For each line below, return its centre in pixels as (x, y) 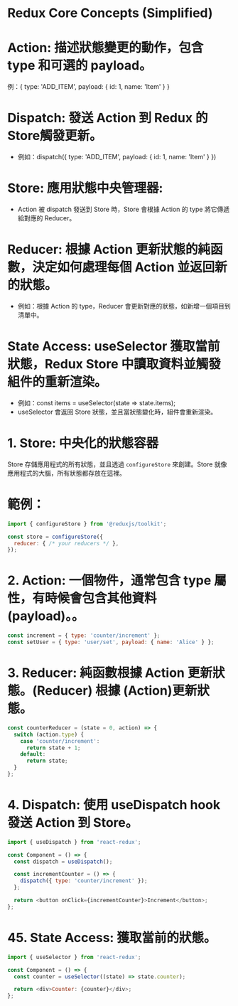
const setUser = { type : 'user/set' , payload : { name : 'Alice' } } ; (111, 642)
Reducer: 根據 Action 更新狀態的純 (109, 250)
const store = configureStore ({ (55, 537)
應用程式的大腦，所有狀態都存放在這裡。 (66, 473)
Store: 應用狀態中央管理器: (85, 188)
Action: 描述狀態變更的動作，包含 (106, 48)
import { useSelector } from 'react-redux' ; (74, 957)
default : (33, 754)
